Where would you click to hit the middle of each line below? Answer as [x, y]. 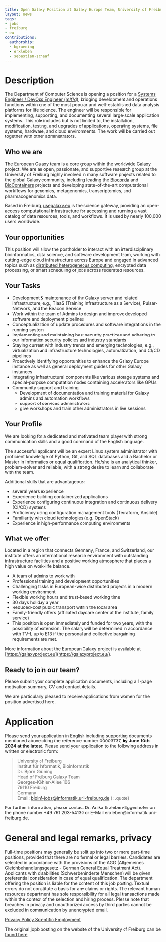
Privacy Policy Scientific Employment [43, 920]
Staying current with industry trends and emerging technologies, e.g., [83, 345]
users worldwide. [23, 222]
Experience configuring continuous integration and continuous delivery [84, 502]
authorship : [22, 42]
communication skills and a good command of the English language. [75, 441]
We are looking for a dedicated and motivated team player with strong [76, 436]
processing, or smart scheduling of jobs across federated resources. [75, 270]
